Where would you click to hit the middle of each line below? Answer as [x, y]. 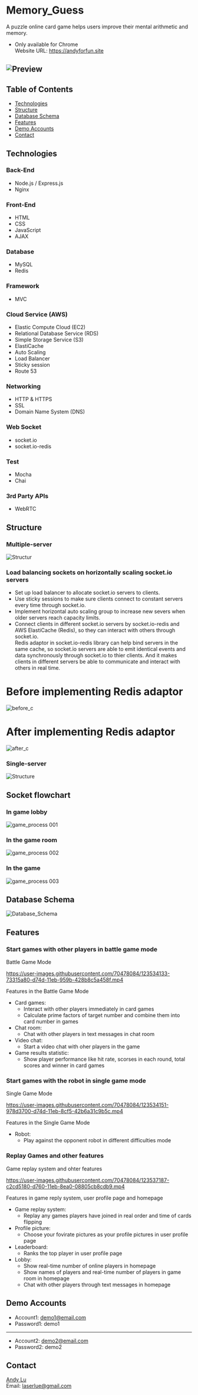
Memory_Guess [45, 10]
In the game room [32, 840]
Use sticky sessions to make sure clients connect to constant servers [99, 599]
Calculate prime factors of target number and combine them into [102, 1015]
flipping [33, 1222]
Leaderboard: [31, 1247]
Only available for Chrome [46, 44]
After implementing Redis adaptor [91, 732]
